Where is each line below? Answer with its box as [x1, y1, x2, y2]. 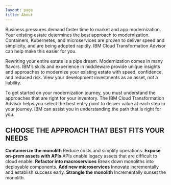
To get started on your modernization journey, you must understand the [5, 89, 156, 96]
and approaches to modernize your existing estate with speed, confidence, [5, 68, 163, 75]
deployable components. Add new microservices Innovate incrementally [5, 164, 159, 170]
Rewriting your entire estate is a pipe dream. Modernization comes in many [5, 58, 163, 64]
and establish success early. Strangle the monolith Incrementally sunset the [5, 169, 166, 175]
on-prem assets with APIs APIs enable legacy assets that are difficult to [5, 153, 157, 159]
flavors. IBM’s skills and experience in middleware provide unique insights [5, 63, 160, 70]
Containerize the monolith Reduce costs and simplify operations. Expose [5, 148, 161, 154]
